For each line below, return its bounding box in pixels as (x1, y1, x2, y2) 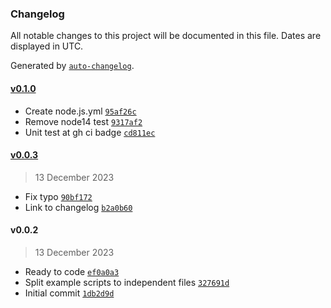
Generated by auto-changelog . (10, 60, 135, 72)
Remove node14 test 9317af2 (24, 115, 143, 127)
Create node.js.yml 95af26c (24, 105, 137, 117)
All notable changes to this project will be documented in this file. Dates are (10, 30, 322, 42)
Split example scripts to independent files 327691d (24, 276, 230, 288)
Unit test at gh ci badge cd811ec (24, 126, 156, 138)
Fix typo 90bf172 (24, 190, 93, 202)
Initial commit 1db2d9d (24, 287, 115, 299)
